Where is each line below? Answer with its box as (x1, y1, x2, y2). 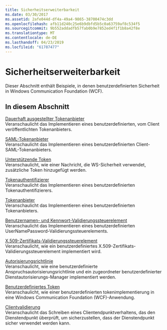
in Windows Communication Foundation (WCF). (5, 88, 104, 94)
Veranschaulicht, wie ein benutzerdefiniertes (5, 243, 98, 249)
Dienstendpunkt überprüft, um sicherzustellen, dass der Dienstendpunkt (5, 315, 154, 321)
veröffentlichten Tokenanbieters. (5, 126, 73, 133)
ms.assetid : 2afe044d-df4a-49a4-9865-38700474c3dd (5, 17, 113, 22)
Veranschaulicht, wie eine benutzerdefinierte (5, 263, 98, 269)
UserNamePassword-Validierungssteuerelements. (5, 228, 109, 234)
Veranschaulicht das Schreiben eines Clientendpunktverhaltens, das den (5, 309, 155, 315)
